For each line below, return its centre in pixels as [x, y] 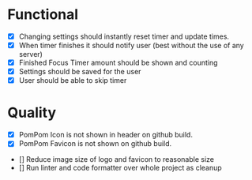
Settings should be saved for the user [80, 72]
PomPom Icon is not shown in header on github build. [105, 135]
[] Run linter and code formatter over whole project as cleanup [120, 168]
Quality [32, 113]
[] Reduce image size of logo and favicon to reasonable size [117, 159]
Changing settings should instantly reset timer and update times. [124, 36]
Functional [43, 15]
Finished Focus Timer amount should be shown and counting [118, 63]
